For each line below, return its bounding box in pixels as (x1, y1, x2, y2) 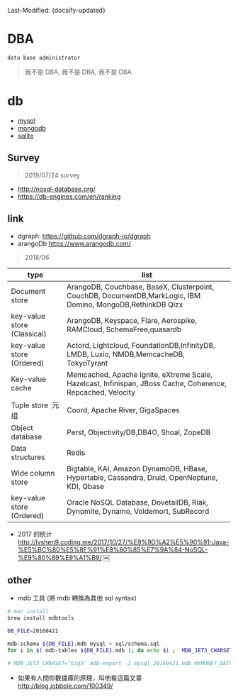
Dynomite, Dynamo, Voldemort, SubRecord (67, 506, 210, 516)
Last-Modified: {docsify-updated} (7, 6, 106, 14)
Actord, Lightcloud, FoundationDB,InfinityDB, (67, 340, 216, 350)
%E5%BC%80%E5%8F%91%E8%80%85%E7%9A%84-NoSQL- (17, 545, 208, 554)
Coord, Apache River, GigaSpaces (67, 405, 180, 415)
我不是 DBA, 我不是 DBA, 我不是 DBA (24, 67, 132, 76)
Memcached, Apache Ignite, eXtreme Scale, (67, 369, 212, 379)
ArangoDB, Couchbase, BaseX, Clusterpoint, (67, 282, 215, 292)
